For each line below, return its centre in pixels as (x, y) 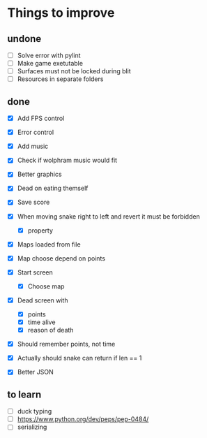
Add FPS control (41, 118)
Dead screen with (43, 300)
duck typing (34, 411)
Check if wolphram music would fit (67, 160)
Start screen (35, 272)
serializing (32, 427)
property (40, 230)
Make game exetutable (50, 64)
